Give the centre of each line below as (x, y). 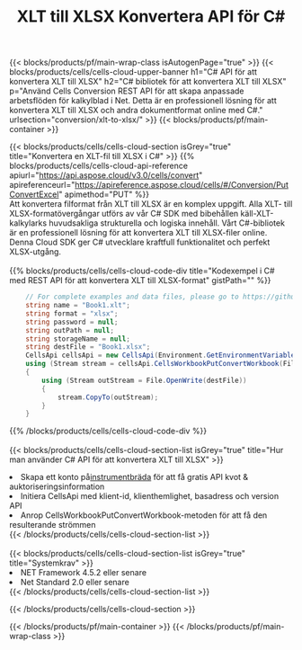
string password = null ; (72, 322)
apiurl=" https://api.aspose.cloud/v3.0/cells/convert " (106, 175)
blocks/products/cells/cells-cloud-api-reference (99, 166)
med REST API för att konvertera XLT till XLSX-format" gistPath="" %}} (140, 280)
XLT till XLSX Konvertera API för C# (151, 17)
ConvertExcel (34, 194)
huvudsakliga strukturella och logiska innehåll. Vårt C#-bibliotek (167, 223)
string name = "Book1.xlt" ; (78, 306)
